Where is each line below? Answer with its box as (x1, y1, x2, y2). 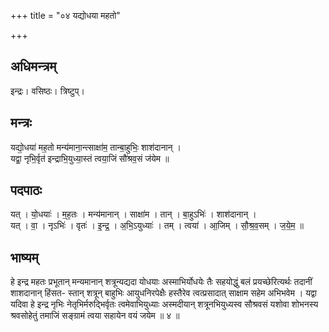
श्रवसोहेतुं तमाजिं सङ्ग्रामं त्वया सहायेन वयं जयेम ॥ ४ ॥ (10, 310, 180, 322)
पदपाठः (10, 182, 43, 199)
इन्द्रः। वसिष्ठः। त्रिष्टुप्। (10, 85, 85, 97)
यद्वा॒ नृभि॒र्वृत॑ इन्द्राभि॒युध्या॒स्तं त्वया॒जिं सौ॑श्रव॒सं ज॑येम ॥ (10, 152, 170, 164)
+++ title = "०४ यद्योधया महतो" (10, 10, 121, 21)
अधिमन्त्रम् (10, 58, 57, 75)
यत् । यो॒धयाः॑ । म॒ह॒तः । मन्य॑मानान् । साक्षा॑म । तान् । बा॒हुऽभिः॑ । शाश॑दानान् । (10, 208, 257, 220)
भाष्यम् (10, 249, 39, 266)
